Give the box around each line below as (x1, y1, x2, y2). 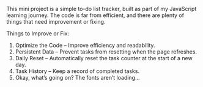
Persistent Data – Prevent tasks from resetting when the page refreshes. (15, 48, 197, 55)
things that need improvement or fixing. (6, 18, 106, 25)
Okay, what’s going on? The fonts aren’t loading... (15, 74, 140, 81)
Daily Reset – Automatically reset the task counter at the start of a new (15, 55, 193, 61)
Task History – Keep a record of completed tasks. (15, 68, 139, 75)
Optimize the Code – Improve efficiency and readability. (15, 42, 155, 49)
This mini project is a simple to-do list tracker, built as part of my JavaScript (6, 5, 197, 12)
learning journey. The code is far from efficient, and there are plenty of (6, 12, 185, 19)
